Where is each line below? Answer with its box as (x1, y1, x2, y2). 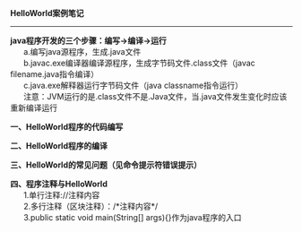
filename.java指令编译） (10, 69, 99, 79)
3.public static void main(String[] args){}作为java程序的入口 (22, 212, 242, 222)
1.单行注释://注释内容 (22, 190, 100, 200)
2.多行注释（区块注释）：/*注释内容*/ (22, 201, 159, 211)
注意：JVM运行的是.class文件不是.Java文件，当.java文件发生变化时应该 (22, 91, 288, 101)
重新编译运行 (10, 102, 57, 113)
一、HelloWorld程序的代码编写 (10, 122, 124, 132)
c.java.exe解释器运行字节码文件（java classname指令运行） (22, 80, 243, 90)
